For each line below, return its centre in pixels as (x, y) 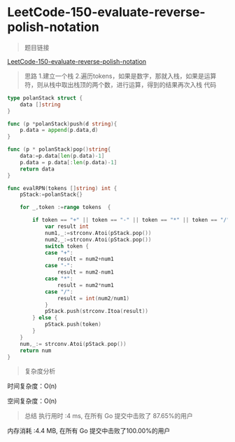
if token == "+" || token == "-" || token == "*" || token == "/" (131, 220)
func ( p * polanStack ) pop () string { (59, 149)
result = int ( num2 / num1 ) (93, 298)
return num (36, 350)
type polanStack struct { (45, 98)
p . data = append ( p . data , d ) (59, 130)
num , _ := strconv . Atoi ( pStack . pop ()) (73, 344)
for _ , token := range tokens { (65, 208)
